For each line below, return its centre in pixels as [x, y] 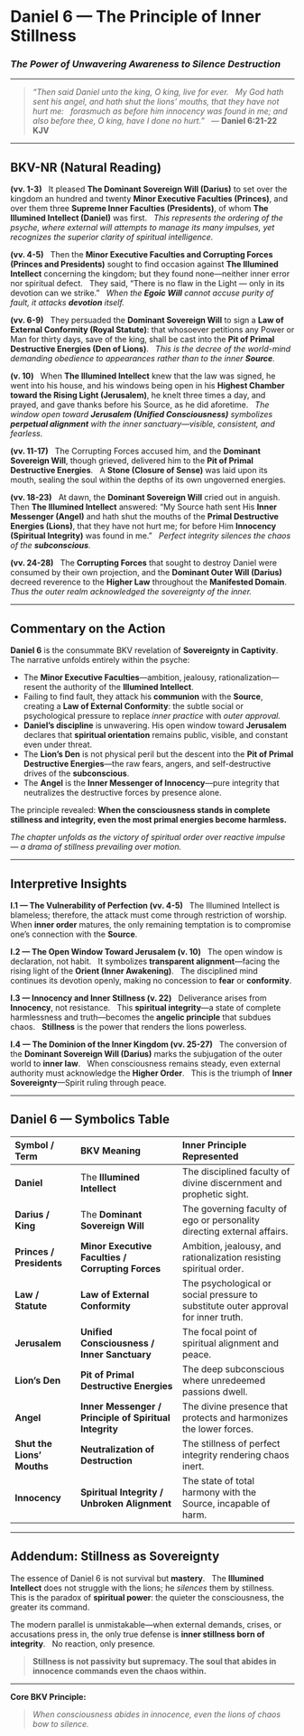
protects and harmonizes [235, 1417]
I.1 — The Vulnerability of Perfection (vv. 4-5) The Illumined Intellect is [145, 905]
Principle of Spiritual [125, 1417]
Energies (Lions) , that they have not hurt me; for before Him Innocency [143, 527]
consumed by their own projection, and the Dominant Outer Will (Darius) [146, 573]
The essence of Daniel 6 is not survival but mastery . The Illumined [137, 1578]
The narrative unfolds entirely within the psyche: [100, 660]
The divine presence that [235, 1406]
